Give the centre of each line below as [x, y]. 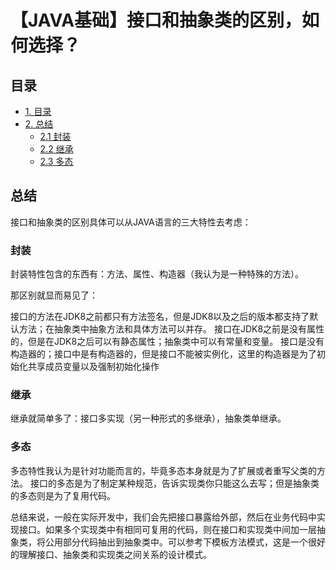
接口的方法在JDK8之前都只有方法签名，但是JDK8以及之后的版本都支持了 [160, 317]
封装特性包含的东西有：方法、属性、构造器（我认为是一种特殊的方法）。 [157, 274]
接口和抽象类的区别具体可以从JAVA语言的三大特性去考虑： [131, 222]
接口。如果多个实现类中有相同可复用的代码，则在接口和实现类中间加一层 [167, 529]
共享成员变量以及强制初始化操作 [93, 367]
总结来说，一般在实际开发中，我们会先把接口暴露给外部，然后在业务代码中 [163, 517]
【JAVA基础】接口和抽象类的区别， [156, 20]
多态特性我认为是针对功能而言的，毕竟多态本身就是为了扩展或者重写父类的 [163, 470]
